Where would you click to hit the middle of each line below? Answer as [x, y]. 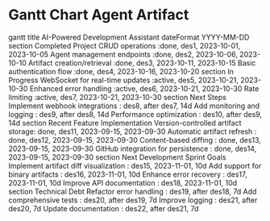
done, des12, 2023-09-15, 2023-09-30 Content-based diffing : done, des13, [135, 140]
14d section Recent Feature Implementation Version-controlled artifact [125, 123]
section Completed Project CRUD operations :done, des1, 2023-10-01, [125, 45]
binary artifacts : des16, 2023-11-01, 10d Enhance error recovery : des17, [128, 174]
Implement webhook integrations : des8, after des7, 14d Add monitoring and [134, 106]
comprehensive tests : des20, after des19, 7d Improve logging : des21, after [133, 200]
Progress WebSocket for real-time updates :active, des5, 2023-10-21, [124, 80]
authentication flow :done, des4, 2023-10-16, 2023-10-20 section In [121, 71]
